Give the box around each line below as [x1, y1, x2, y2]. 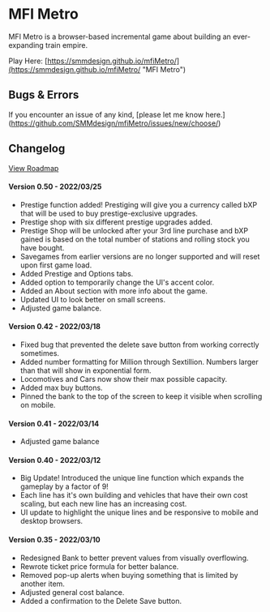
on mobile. [19, 400, 56, 409]
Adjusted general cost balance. [19, 587, 125, 597]
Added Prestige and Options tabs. [19, 268, 134, 278]
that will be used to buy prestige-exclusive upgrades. [19, 208, 199, 218]
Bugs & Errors [8, 88, 79, 102]
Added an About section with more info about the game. [19, 285, 208, 296]
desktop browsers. [19, 516, 84, 526]
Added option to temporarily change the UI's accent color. [19, 277, 215, 287]
